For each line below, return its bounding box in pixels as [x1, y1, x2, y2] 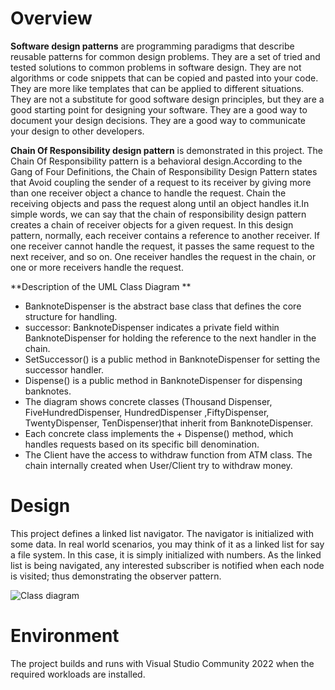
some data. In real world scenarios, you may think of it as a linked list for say [10, 538, 325, 550]
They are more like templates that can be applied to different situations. [10, 82, 305, 94]
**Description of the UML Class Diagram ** [10, 280, 192, 292]
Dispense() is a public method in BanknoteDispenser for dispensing [24, 374, 303, 386]
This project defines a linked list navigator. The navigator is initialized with [10, 527, 314, 539]
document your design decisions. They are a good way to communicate [10, 114, 307, 126]
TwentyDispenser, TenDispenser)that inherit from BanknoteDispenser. [24, 417, 313, 429]
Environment [10, 625, 120, 647]
